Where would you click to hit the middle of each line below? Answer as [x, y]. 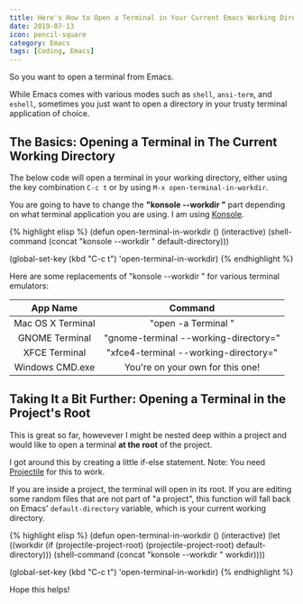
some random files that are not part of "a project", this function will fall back [150, 499]
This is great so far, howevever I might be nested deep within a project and [148, 435]
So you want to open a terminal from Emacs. [92, 77]
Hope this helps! [40, 589]
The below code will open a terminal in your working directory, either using [148, 178]
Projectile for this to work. [57, 471]
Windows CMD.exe [55, 367]
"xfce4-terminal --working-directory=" [192, 352]
